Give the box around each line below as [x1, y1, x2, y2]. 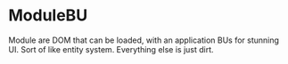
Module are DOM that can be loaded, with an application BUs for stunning [8, 35, 280, 45]
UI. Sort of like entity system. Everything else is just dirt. [8, 44, 215, 54]
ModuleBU [8, 5, 88, 26]
